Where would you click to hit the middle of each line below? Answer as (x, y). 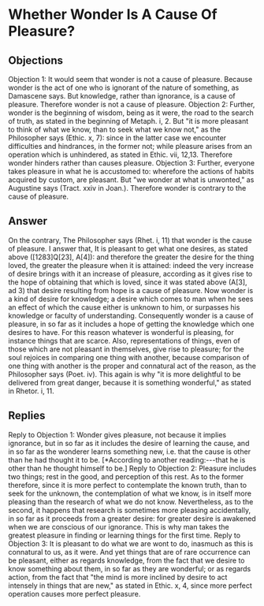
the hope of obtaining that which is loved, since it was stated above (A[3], (128, 282)
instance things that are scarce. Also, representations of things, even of (124, 340)
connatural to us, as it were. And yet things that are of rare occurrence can (129, 552)
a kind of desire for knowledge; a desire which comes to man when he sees (131, 299)
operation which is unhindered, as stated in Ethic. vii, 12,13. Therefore (121, 154)
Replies (27, 416)
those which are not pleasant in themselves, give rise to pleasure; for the (126, 349)
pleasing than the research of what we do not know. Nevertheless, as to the (131, 501)
